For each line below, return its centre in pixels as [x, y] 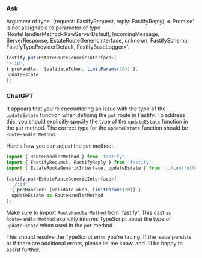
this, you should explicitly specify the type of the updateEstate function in [97, 121]
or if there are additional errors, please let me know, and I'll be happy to [95, 243]
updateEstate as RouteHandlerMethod [57, 196]
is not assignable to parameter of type [54, 28]
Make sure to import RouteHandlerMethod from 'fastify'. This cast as [89, 212]
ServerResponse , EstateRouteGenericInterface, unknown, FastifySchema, [98, 41]
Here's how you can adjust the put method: [60, 146]
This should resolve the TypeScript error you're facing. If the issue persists [99, 237]
